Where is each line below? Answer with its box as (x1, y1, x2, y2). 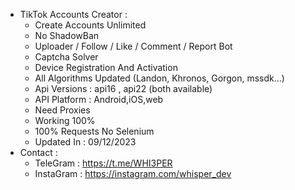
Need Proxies (34, 104, 91, 116)
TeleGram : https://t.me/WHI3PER (34, 157, 173, 169)
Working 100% (34, 115, 96, 126)
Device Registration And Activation (34, 62, 178, 73)
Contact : (19, 147, 58, 158)
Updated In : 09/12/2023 (34, 136, 137, 148)
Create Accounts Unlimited (34, 19, 147, 31)
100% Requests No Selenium (34, 125, 155, 137)
